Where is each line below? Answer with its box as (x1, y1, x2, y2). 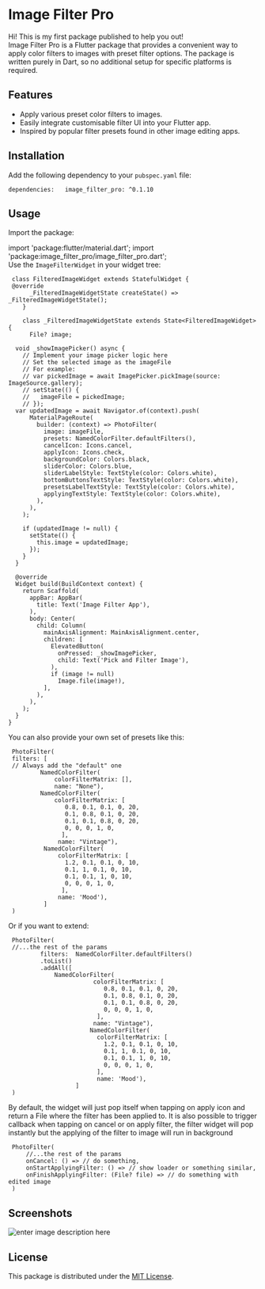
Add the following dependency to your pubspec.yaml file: (8, 170, 191, 180)
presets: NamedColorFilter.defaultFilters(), (43, 435, 196, 443)
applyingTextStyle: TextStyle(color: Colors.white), (43, 490, 221, 498)
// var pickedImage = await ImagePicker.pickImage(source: (22, 372, 221, 381)
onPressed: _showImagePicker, (58, 649, 157, 658)
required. (8, 65, 38, 74)
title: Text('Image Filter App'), (36, 601, 150, 609)
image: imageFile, (43, 428, 104, 436)
